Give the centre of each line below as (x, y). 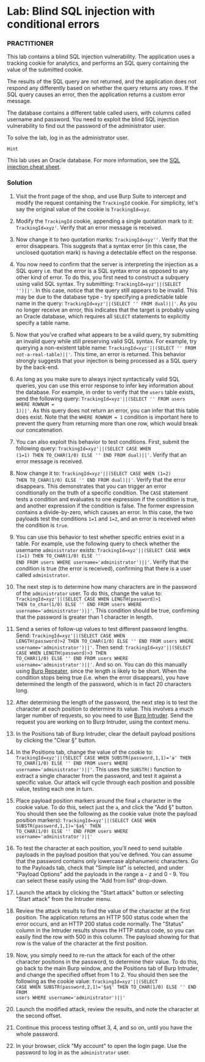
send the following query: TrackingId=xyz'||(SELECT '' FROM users (100, 398)
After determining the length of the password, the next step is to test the (106, 702)
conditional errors (53, 24)
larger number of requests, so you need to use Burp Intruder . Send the (104, 715)
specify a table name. (43, 323)
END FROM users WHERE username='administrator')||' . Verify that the (102, 562)
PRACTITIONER (30, 43)
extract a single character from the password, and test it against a (99, 776)
